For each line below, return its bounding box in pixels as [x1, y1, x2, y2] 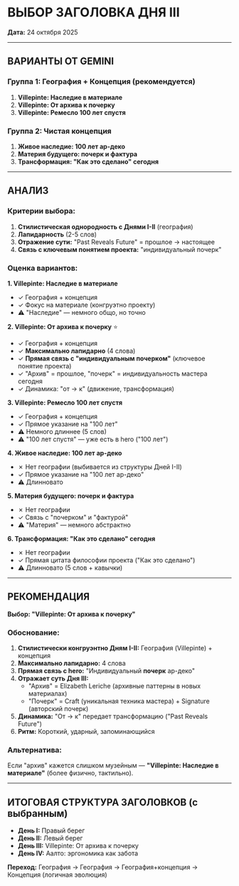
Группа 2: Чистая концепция [7, 126, 112, 136]
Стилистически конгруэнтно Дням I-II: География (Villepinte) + [17, 644, 213, 653]
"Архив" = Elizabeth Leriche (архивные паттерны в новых [28, 682, 201, 690]
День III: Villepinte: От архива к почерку [17, 842, 139, 850]
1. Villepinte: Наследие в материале [7, 279, 119, 288]
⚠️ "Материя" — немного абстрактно [17, 520, 132, 529]
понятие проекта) [17, 361, 72, 370]
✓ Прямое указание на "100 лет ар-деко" [17, 470, 144, 478]
